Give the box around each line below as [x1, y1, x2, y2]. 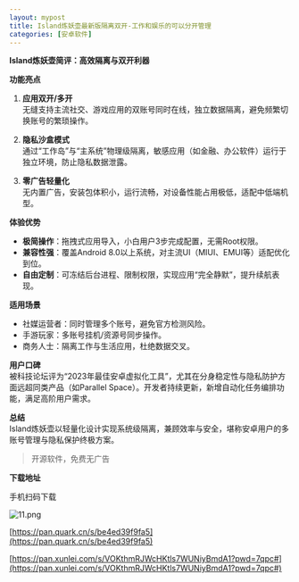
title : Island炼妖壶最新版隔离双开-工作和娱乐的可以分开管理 [9, 21, 212, 30]
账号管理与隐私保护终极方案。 [9, 435, 119, 445]
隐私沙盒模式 [21, 135, 70, 145]
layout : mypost [9, 12, 66, 22]
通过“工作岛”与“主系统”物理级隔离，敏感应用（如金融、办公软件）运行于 [21, 145, 287, 156]
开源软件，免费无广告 [30, 453, 110, 464]
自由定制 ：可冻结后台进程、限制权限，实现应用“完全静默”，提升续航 [21, 270, 272, 280]
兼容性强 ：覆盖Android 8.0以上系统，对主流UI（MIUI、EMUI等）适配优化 [21, 247, 290, 258]
